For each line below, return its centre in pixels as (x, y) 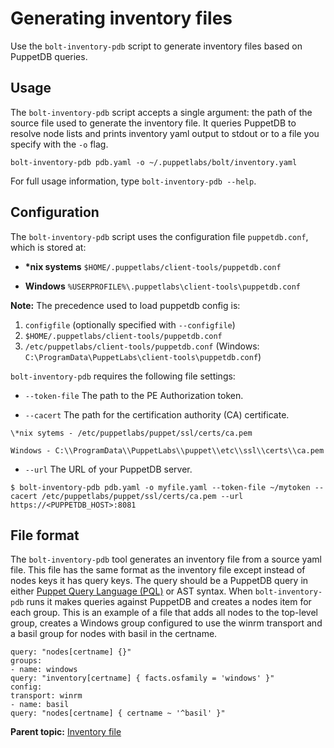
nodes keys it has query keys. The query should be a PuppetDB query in (159, 581)
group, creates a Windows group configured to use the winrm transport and (166, 623)
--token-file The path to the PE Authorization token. (134, 395)
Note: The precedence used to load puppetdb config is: (125, 305)
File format (45, 535)
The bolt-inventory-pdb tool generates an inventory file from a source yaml (166, 559)
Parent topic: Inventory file (66, 732)
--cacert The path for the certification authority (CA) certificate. (157, 414)
